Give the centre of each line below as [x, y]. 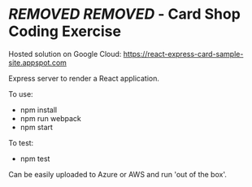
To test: [21, 142]
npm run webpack [50, 118]
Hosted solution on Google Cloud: [65, 54]
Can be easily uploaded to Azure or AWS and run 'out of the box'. [118, 174]
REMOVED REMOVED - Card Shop [125, 14]
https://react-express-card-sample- [183, 54]
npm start [36, 127]
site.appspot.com [38, 63]
